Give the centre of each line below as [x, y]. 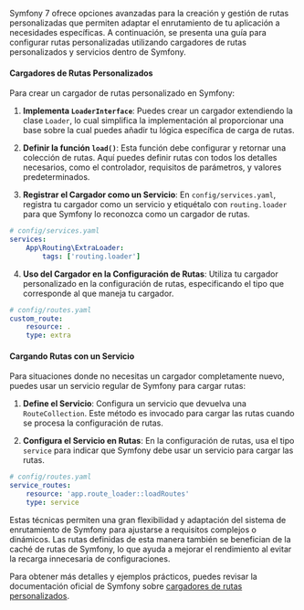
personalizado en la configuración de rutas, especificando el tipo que [153, 283]
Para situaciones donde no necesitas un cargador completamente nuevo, [147, 376]
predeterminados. [56, 177]
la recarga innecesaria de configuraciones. [90, 558]
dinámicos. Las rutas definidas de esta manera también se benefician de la [150, 539]
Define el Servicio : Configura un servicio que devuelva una [134, 404]
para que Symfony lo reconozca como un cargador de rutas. [136, 215]
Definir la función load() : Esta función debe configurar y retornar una [154, 148]
